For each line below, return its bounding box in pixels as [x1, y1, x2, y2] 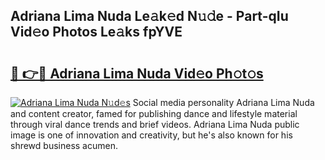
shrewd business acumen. [10, 140, 118, 151]
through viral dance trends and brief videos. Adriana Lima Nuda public [10, 119, 300, 130]
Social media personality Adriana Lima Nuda [132, 97, 315, 108]
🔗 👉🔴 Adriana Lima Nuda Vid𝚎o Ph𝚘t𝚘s [10, 65, 264, 82]
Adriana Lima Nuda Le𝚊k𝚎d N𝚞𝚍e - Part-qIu [10, 8, 289, 25]
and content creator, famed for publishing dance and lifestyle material [10, 108, 298, 119]
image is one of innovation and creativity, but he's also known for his [10, 129, 293, 141]
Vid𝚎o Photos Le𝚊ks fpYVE [10, 24, 183, 41]
